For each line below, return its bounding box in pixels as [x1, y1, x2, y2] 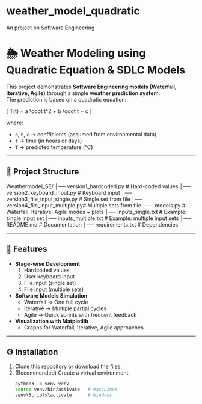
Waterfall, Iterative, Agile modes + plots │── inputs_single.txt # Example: [6, 208, 187, 215]
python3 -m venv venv [14, 381, 70, 387]
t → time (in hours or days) [14, 137, 82, 144]
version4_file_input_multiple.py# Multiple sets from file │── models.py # [6, 201, 186, 209]
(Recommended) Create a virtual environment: [14, 369, 130, 376]
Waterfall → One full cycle [23, 298, 88, 305]
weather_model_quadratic [6, 4, 140, 18]
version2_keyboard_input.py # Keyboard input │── [6, 189, 133, 196]
